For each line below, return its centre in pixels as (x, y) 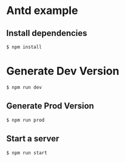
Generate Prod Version (50, 106)
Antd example (42, 11)
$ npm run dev (24, 87)
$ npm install (24, 47)
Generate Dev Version (63, 71)
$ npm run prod (25, 120)
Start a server (33, 139)
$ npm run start (27, 153)
